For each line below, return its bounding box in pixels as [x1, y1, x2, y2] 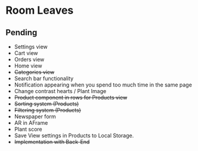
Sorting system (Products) [14, 100, 79, 107]
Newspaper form [14, 113, 56, 120]
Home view [14, 62, 42, 69]
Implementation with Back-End [14, 138, 90, 145]
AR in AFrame [14, 119, 48, 126]
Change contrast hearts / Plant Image [14, 88, 107, 94]
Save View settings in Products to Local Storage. [14, 132, 134, 139]
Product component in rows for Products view [14, 94, 128, 101]
